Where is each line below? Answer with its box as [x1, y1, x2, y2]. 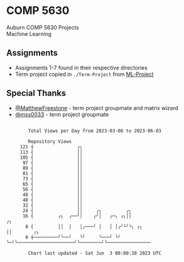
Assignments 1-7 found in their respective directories [15, 64, 148, 71]
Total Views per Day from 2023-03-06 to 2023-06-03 [28, 128, 162, 134]
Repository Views [28, 138, 72, 145]
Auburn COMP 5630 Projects [6, 24, 80, 31]
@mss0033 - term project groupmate [15, 111, 109, 118]
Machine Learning [6, 30, 52, 37]
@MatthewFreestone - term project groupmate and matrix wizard [15, 104, 179, 111]
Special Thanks [6, 88, 66, 98]
